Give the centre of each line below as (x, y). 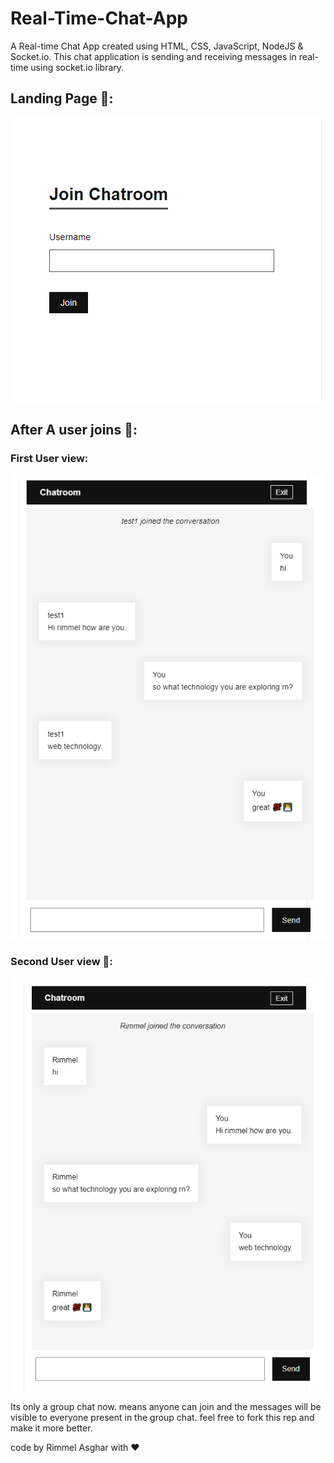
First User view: (49, 459)
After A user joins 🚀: (74, 430)
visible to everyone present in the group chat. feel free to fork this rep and (162, 1418)
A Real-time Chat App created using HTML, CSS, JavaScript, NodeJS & (157, 46)
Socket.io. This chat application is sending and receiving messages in (153, 56)
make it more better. (51, 1428)
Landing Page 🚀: (62, 98)
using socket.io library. (77, 67)
